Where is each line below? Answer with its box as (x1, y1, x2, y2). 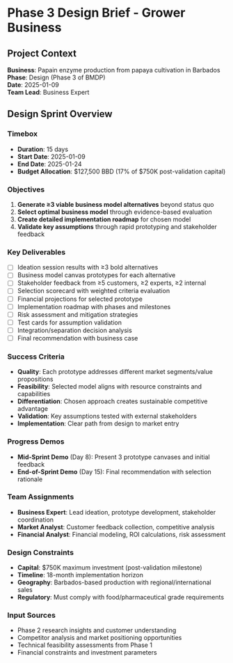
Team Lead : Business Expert (7, 88, 90, 96)
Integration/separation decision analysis (17, 326, 132, 334)
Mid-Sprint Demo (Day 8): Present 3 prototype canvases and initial (17, 453, 210, 461)
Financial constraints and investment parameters (17, 648, 158, 657)
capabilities (17, 390, 51, 398)
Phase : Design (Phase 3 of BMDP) (7, 73, 106, 81)
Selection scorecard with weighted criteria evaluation (17, 287, 170, 295)
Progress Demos (7, 437, 65, 446)
